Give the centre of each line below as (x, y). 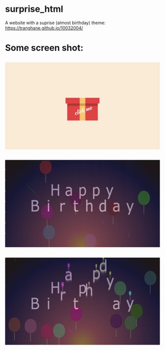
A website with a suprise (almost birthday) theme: (55, 23)
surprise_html (34, 9)
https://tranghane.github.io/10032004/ (44, 28)
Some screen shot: (44, 48)
